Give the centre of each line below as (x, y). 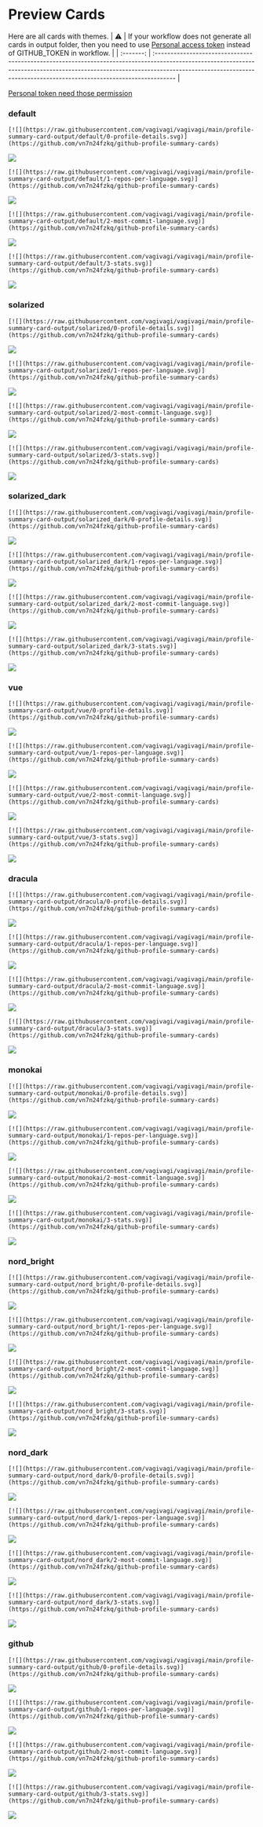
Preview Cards (57, 15)
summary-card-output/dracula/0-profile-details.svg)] (98, 902)
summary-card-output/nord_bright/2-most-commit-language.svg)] (114, 1369)
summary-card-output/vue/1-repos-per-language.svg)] (96, 753)
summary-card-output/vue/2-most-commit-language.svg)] (100, 796)
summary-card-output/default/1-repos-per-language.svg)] (103, 179)
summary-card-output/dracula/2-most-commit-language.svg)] (107, 987)
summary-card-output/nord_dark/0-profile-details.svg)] (101, 1476)
